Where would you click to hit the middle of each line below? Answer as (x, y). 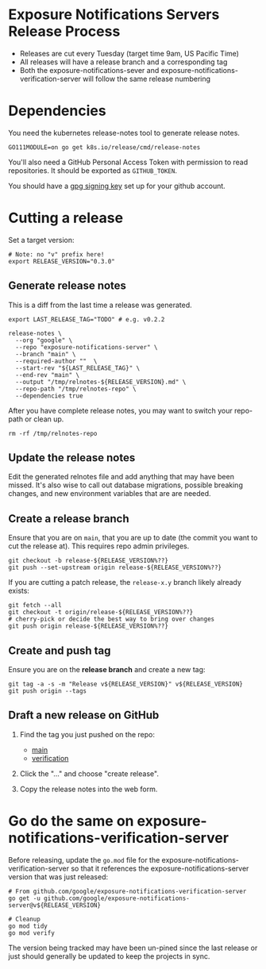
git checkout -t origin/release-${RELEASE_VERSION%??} (101, 613)
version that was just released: (58, 877)
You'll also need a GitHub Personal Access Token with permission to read (128, 162)
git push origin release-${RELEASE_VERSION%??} (89, 626)
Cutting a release (66, 218)
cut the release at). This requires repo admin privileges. (99, 546)
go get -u (25, 898)
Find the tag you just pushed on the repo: (87, 734)
